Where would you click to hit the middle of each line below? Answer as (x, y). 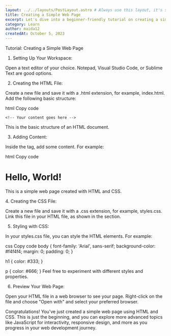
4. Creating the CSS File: (31, 201)
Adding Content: (30, 137)
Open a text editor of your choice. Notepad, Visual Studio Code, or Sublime (84, 68)
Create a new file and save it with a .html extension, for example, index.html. (85, 93)
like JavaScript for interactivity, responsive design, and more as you (76, 322)
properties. (17, 276)
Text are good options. (29, 73)
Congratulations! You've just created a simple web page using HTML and (82, 312)
